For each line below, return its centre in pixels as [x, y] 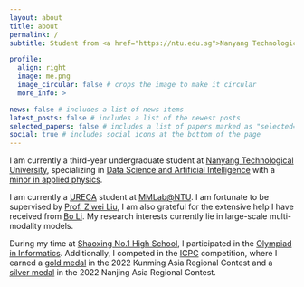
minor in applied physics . [56, 180]
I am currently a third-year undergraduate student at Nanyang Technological [152, 160]
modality [26, 226]
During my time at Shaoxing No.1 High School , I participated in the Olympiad [151, 244]
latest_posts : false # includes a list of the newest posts [125, 118]
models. [59, 226]
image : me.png [44, 77]
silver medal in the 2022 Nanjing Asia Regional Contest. [113, 273]
